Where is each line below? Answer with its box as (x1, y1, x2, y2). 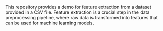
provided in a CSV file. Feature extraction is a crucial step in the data (5, 9, 150, 15)
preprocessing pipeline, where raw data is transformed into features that (5, 15, 158, 20)
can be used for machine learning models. (5, 20, 95, 26)
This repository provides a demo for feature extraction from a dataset (5, 4, 152, 10)
